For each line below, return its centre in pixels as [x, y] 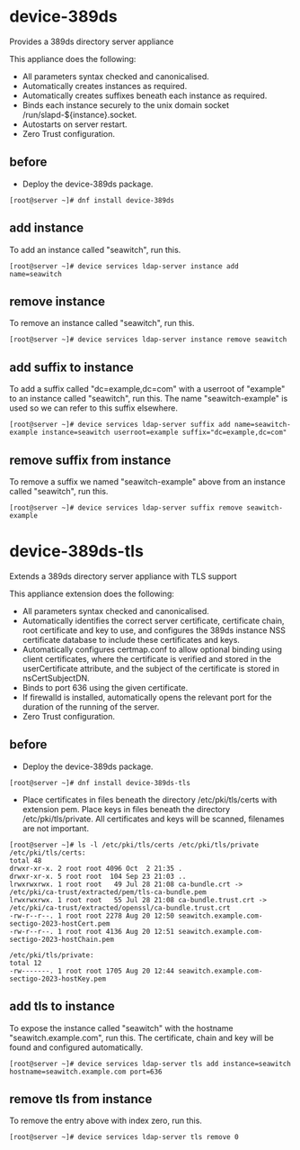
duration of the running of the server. [91, 706]
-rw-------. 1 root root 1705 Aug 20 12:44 [92, 971]
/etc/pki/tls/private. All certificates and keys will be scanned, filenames [153, 819]
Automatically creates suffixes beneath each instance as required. [145, 95]
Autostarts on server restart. [75, 124]
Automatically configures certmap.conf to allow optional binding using [152, 649]
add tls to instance [62, 1006]
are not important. [56, 828]
